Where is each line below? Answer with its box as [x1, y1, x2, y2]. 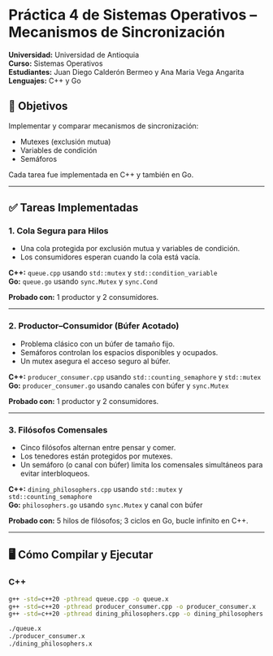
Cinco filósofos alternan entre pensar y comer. [19, 443, 176, 453]
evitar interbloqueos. [19, 469, 90, 479]
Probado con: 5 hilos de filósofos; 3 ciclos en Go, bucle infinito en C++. [8, 516, 249, 526]
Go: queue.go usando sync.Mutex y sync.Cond [8, 276, 158, 286]
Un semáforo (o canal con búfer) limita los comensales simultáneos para [19, 460, 263, 470]
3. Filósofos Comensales [8, 424, 108, 436]
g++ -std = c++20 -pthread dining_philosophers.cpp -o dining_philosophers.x [8, 610, 271, 619]
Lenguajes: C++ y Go [8, 76, 81, 85]
